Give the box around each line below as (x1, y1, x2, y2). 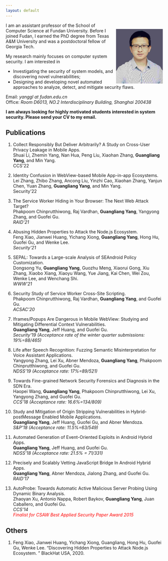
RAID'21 (12, 219, 29, 225)
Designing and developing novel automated (12, 79, 103, 85)
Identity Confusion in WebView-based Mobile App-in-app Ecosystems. (12, 173, 159, 179)
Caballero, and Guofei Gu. (12, 501, 66, 507)
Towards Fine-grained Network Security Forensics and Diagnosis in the (12, 378, 160, 384)
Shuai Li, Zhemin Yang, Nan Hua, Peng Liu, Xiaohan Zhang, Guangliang (12, 152, 160, 158)
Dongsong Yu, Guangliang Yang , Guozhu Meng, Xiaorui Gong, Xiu (12, 265, 150, 271)
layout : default (5, 8, 39, 13)
